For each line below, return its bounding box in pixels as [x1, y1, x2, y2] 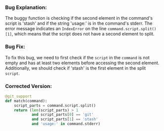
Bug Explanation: [5, 4, 47, 11]
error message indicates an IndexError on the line [5, 26, 107, 32]
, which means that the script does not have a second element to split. [11, 31, 155, 37]
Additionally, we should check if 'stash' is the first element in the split [5, 65, 146, 71]
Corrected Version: [5, 83, 52, 89]
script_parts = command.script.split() [14, 103, 96, 108]
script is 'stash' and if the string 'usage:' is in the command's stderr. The [5, 20, 153, 26]
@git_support [5, 93, 32, 99]
